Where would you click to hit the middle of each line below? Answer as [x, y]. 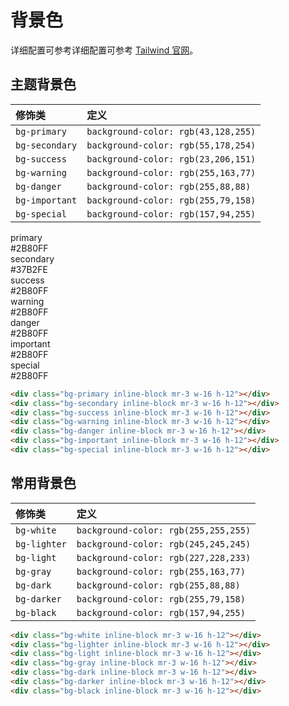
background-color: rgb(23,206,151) [171, 159]
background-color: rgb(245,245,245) [164, 544]
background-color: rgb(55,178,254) [171, 145]
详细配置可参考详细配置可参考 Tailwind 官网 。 [104, 50]
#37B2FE [29, 269]
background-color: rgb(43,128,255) [171, 131]
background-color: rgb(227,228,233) [164, 557]
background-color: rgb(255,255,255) [164, 530]
